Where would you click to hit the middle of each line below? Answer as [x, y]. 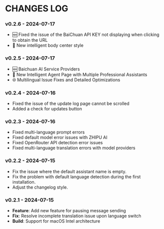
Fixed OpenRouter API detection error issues [57, 143]
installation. [24, 182]
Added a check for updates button [47, 109]
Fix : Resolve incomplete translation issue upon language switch [77, 216]
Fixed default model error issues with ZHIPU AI [60, 137]
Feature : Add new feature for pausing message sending [69, 210]
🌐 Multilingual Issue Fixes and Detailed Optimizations [66, 80]
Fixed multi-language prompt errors [49, 132]
